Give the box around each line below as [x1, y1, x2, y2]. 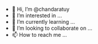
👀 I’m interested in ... [11, 12, 62, 19]
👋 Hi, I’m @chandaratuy [11, 6, 70, 12]
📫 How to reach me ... [11, 32, 67, 38]
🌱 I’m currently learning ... [11, 18, 75, 25]
